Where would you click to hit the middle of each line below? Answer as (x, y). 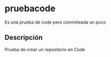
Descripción (24, 38)
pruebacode (30, 9)
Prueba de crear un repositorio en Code (45, 49)
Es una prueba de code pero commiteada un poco (55, 22)
